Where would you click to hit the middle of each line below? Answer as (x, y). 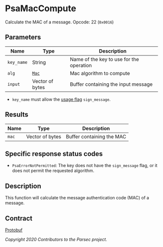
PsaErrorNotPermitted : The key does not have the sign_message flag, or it (85, 166)
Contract (19, 218)
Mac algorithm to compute (100, 73)
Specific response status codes (54, 154)
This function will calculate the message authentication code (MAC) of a (77, 198)
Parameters (23, 37)
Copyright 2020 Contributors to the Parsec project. (56, 239)
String (39, 62)
